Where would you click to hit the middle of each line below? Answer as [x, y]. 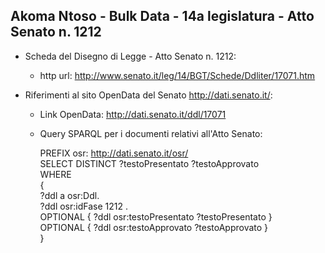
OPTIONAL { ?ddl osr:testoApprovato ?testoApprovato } [154, 227]
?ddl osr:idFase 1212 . [83, 206]
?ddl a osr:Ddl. [69, 195]
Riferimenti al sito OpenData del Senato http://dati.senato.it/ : [148, 95]
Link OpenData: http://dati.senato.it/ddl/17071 [133, 114]
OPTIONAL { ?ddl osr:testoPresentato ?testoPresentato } [156, 216]
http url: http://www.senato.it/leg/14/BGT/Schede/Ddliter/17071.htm [177, 75]
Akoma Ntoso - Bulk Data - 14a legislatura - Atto [162, 16]
